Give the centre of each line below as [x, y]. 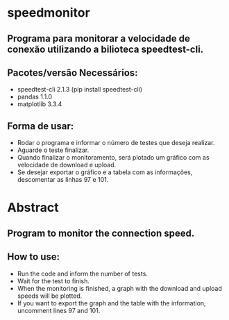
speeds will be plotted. [50, 296]
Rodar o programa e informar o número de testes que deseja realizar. [116, 143]
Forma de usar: [41, 126]
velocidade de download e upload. [67, 165]
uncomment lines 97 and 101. [59, 310]
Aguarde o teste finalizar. [53, 150]
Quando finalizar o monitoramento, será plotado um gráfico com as [113, 158]
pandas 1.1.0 [35, 97]
